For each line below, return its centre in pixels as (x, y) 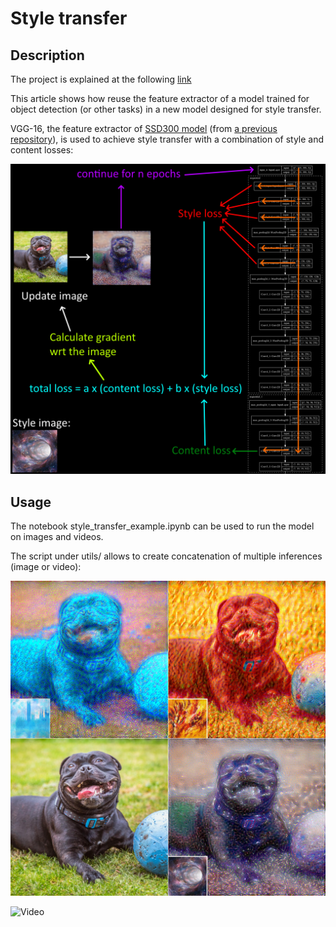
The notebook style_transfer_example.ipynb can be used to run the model (162, 526)
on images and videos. (57, 536)
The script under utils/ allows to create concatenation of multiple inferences (166, 556)
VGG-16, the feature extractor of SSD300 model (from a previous (144, 128)
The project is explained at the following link (101, 79)
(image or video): (46, 566)
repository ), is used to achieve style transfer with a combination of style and (167, 139)
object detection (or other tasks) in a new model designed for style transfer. (166, 109)
